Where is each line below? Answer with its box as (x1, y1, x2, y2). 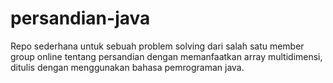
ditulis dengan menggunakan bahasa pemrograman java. (10, 61, 245, 73)
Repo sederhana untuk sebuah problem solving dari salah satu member (10, 40, 305, 52)
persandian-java (10, 7, 151, 30)
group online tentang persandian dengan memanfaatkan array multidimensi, (10, 50, 323, 62)
